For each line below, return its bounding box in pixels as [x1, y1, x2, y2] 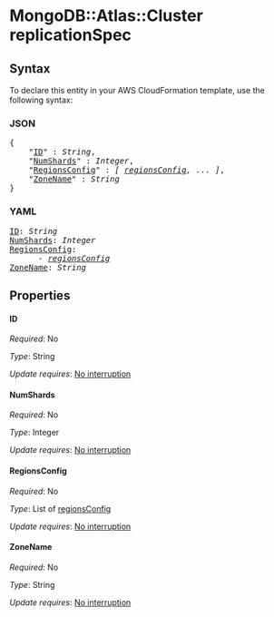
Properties [9, 288, 71, 303]
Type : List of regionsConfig [9, 503, 112, 514]
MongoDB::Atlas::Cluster [9, 5, 204, 26]
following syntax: [9, 94, 73, 105]
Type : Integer [9, 427, 60, 438]
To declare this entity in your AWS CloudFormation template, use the [9, 85, 265, 95]
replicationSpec [9, 24, 132, 45]
